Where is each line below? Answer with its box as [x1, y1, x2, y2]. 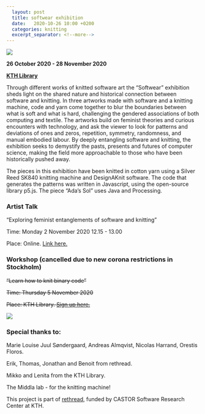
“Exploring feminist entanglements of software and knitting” [6, 216, 157, 224]
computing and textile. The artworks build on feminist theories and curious [6, 117, 195, 124]
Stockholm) [6, 263, 42, 272]
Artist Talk [6, 202, 38, 211]
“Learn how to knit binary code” [6, 277, 87, 284]
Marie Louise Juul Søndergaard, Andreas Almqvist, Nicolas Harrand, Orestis [6, 342, 198, 349]
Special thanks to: [6, 328, 61, 336]
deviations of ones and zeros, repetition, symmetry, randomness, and [6, 129, 182, 137]
